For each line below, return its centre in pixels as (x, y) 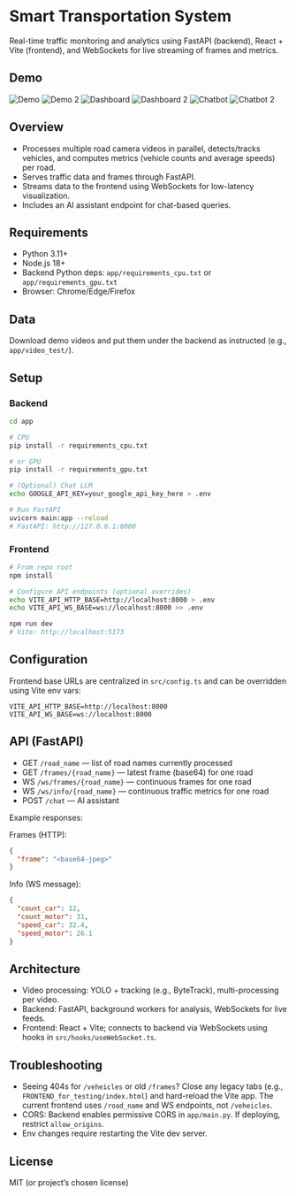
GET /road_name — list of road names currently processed (127, 763)
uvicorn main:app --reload (59, 518)
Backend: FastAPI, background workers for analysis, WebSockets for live (154, 1009)
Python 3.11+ (45, 254)
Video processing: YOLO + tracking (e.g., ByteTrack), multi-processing (151, 990)
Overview (37, 127)
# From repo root (41, 567)
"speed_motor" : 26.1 (55, 933)
